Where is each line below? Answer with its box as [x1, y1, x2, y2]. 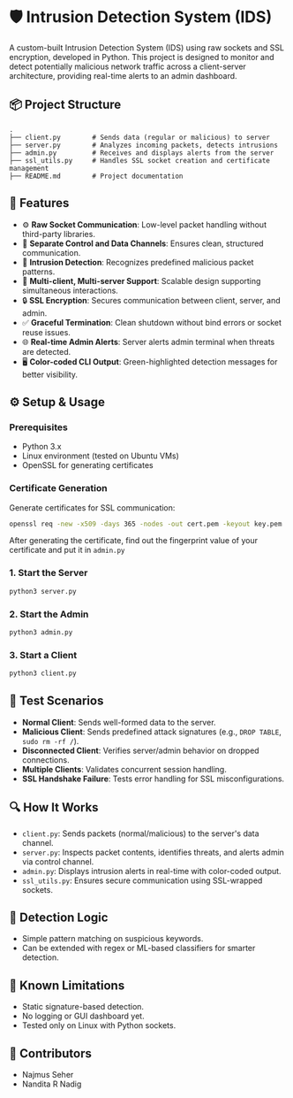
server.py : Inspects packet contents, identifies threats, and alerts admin [21, 847, 285, 857]
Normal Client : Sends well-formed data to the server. [21, 717, 216, 727]
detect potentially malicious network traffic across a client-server [9, 61, 247, 72]
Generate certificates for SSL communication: [9, 502, 176, 513]
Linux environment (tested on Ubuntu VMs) [21, 450, 179, 461]
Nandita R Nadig [21, 1079, 82, 1089]
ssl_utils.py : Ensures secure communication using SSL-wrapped [21, 875, 263, 886]
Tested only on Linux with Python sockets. [21, 1020, 177, 1031]
